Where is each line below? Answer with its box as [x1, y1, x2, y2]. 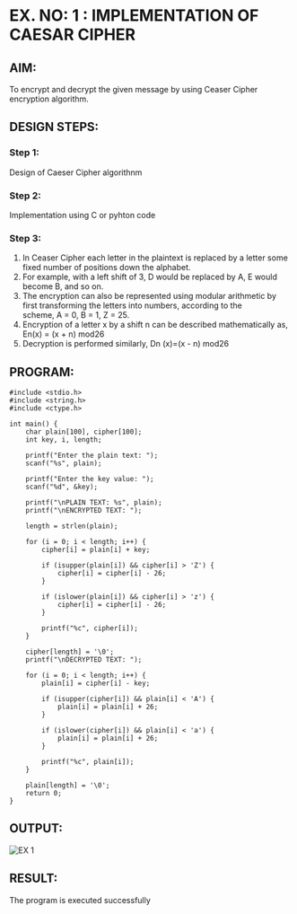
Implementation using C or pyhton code [9, 209, 156, 220]
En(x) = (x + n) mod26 [22, 329, 105, 339]
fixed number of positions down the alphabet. [22, 262, 191, 273]
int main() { [9, 419, 58, 429]
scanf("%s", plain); [25, 459, 102, 468]
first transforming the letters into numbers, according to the [22, 300, 242, 311]
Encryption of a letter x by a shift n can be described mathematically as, [22, 320, 289, 330]
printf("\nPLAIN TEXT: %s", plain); [25, 498, 163, 507]
